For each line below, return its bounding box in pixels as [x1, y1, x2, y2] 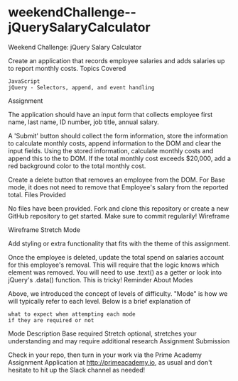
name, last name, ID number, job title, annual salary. [8, 118, 159, 126]
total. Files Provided [8, 190, 66, 199]
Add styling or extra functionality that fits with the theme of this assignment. [8, 239, 231, 248]
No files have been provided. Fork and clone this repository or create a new [8, 204, 229, 213]
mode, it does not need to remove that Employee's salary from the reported [8, 182, 229, 192]
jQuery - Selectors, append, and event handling [8, 84, 155, 91]
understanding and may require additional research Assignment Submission [8, 336, 230, 345]
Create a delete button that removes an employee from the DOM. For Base [8, 175, 226, 184]
